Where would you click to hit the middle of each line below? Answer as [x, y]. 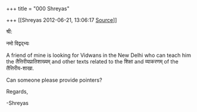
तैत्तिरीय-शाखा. [20, 68]
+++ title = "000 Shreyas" [38, 9]
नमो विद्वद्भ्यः [18, 43]
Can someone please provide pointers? [54, 80]
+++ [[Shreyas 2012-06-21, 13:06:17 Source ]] [62, 20]
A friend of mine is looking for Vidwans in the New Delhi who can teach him [99, 55]
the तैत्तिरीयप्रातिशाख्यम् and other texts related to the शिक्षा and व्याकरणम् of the [92, 61]
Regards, [17, 92]
